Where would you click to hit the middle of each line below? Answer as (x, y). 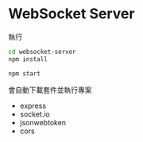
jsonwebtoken (43, 122)
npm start (25, 73)
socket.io (35, 114)
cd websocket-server (43, 52)
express (33, 106)
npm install (28, 59)
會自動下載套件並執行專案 (50, 90)
